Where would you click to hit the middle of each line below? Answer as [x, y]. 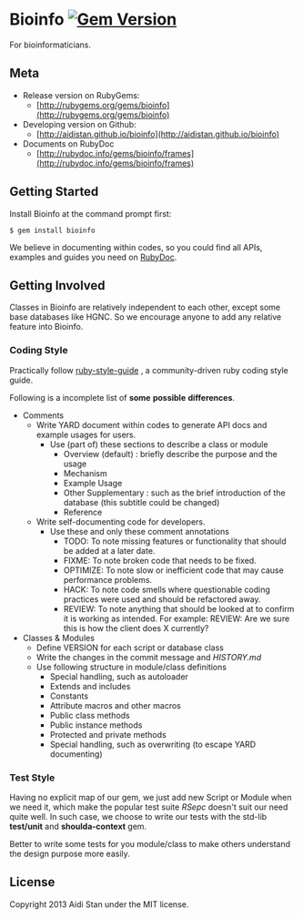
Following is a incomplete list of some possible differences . [122, 397]
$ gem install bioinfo [52, 230]
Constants [69, 696]
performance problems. [108, 579]
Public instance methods [96, 725]
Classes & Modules [59, 638]
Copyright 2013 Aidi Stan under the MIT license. [99, 904]
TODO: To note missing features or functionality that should [175, 541]
